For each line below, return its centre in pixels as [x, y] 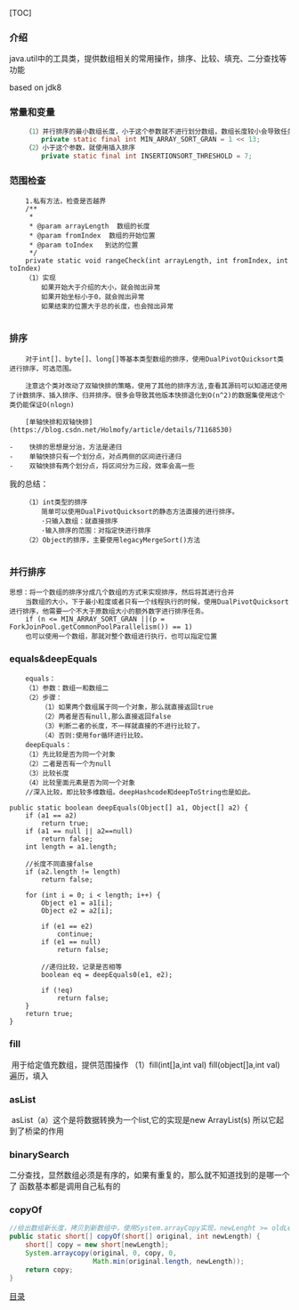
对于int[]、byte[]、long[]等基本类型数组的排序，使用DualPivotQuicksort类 [155, 359]
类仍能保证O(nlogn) [42, 404]
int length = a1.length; [71, 847]
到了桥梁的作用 [36, 1131]
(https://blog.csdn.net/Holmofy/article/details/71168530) [121, 430]
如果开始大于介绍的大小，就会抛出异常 [101, 288]
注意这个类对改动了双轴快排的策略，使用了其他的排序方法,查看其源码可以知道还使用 [156, 386]
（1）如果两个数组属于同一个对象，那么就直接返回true [127, 707]
